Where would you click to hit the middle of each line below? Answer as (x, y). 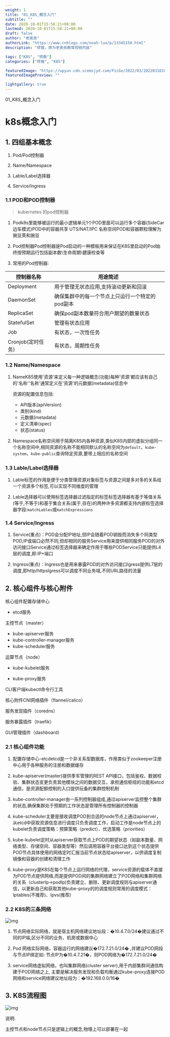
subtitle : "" (19, 19)
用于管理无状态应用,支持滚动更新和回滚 (101, 287)
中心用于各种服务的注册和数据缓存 (48, 765)
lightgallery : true (26, 85)
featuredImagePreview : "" (32, 75)
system (19, 454)
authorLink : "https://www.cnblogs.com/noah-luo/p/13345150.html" (75, 43)
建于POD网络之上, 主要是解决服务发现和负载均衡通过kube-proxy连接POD (89, 972)
